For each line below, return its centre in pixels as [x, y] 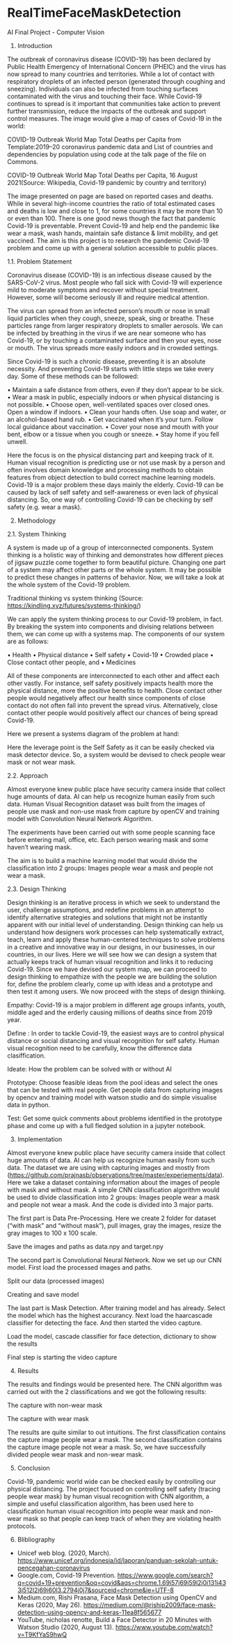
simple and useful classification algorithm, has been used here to [101, 1503]
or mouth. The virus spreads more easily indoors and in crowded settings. [113, 347]
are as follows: [28, 641]
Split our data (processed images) [56, 1281]
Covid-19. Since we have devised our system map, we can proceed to [107, 969]
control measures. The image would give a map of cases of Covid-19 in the [115, 118]
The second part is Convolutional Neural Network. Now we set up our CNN [114, 1260]
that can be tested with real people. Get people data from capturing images [115, 1090]
